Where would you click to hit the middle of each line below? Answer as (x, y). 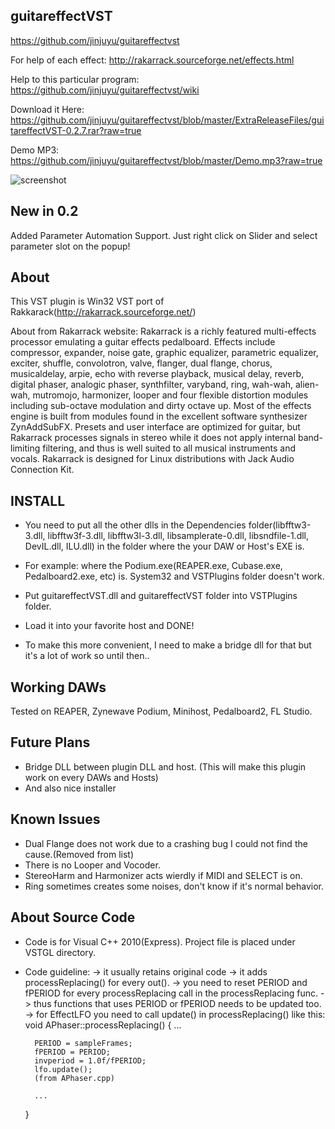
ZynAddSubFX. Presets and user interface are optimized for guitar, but (155, 427)
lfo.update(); (63, 1069)
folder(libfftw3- (280, 525)
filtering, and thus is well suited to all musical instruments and (169, 448)
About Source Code (73, 917)
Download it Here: (47, 109)
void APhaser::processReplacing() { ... (103, 1025)
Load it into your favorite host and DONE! (109, 626)
